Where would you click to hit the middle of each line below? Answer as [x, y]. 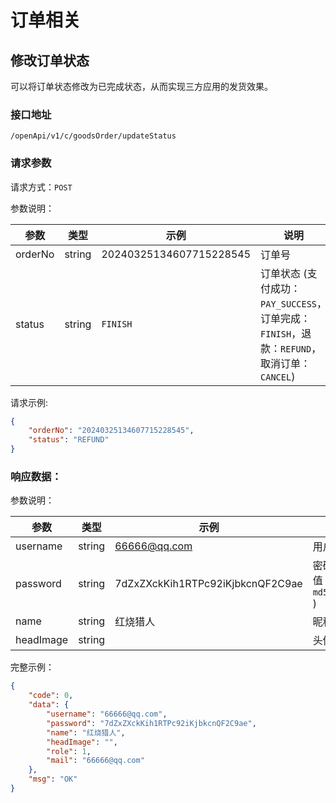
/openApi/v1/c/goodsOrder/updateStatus [93, 136]
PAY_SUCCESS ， [294, 303]
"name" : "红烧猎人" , [86, 732]
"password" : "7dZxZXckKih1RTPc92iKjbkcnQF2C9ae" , [151, 723]
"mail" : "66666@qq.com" [95, 761]
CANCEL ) [278, 376]
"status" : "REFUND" [69, 440]
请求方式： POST [41, 187]
